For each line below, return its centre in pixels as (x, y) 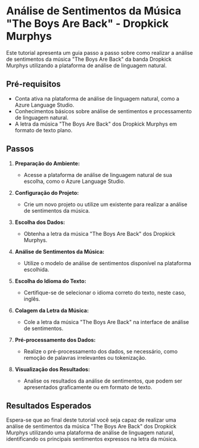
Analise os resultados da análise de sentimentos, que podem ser (103, 381)
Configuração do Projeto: (47, 192)
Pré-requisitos (34, 84)
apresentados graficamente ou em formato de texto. (88, 387)
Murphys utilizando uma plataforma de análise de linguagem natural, (90, 433)
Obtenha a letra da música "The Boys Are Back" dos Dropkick (99, 234)
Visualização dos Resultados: (52, 369)
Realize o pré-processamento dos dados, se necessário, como (100, 351)
